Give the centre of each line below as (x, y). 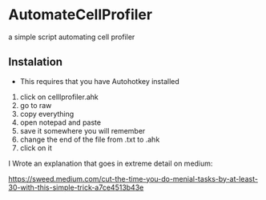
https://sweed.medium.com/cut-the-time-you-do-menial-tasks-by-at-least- (133, 178)
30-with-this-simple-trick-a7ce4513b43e (76, 187)
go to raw (36, 105)
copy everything (47, 114)
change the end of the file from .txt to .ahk (90, 139)
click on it (36, 148)
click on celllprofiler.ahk (59, 97)
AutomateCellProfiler (81, 15)
